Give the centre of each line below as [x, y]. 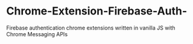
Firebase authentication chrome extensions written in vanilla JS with [91, 28]
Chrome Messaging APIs [37, 34]
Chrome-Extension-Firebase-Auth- [97, 11]
